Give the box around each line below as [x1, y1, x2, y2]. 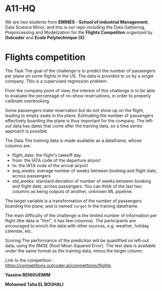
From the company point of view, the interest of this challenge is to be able [5, 87, 155, 93]
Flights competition [5, 52, 85, 63]
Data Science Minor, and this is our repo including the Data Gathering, [5, 24, 145, 30]
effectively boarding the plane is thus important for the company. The [5, 117, 145, 123]
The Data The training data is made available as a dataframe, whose [5, 137, 142, 143]
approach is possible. [5, 128, 48, 134]
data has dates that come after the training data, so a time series [13, 123, 142, 129]
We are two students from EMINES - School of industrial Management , [5, 19, 149, 25]
